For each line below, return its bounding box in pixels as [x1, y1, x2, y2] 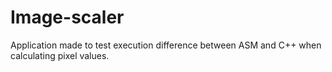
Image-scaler [10, 6, 125, 29]
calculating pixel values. [10, 49, 110, 61]
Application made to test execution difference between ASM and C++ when [10, 39, 322, 51]
